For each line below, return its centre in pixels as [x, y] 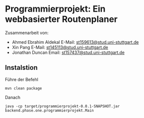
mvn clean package [23, 88]
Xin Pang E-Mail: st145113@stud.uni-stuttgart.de [60, 47]
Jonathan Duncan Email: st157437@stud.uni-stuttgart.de [68, 52]
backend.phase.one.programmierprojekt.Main [50, 110]
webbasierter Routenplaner [61, 19]
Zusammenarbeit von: [27, 33]
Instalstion [21, 68]
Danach [13, 97]
